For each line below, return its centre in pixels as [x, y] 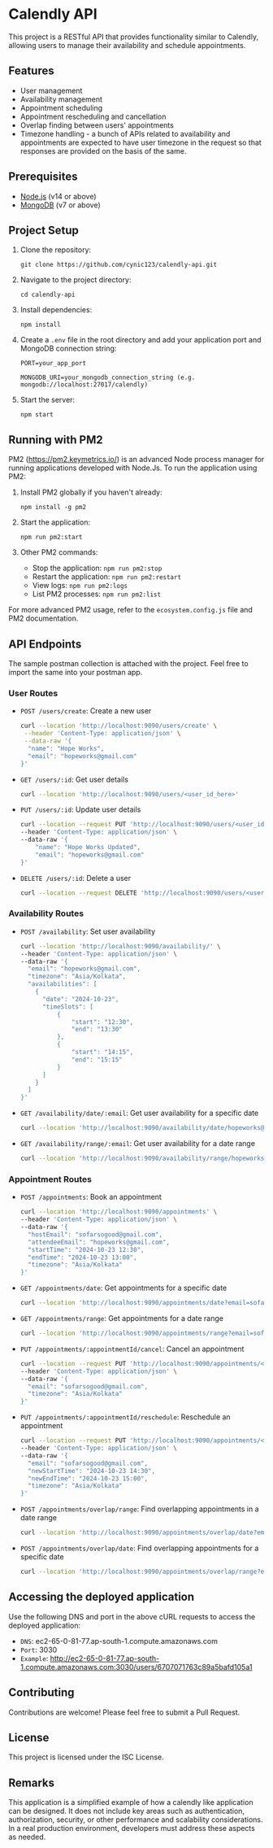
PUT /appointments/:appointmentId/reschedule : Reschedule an [125, 1417]
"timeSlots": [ [67, 1007]
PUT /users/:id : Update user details [80, 809]
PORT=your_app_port [53, 364]
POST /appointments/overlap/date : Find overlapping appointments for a [139, 1548]
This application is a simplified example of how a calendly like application [131, 1802]
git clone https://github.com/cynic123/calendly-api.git [119, 265]
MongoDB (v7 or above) [60, 205]
